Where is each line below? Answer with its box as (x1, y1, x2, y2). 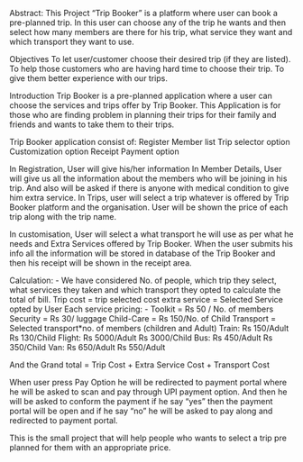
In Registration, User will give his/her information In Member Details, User (9, 164, 282, 174)
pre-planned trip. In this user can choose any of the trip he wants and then (9, 17, 287, 28)
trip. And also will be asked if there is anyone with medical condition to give (9, 183, 289, 193)
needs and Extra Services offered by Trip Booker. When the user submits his (9, 239, 293, 249)
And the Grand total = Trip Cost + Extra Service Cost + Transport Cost (9, 359, 271, 370)
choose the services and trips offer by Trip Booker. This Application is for (9, 100, 281, 111)
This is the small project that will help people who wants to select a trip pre (9, 432, 287, 443)
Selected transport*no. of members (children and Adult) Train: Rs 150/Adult (9, 323, 289, 333)
